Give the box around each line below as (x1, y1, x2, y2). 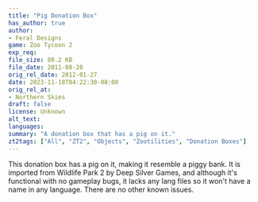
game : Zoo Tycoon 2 (8, 41, 73, 49)
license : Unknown (8, 108, 66, 116)
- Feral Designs (8, 33, 62, 42)
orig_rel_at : (8, 85, 52, 94)
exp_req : (8, 49, 37, 56)
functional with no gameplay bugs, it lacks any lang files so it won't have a (8, 176, 252, 185)
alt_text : (8, 115, 41, 123)
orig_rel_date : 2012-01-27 (8, 71, 98, 79)
